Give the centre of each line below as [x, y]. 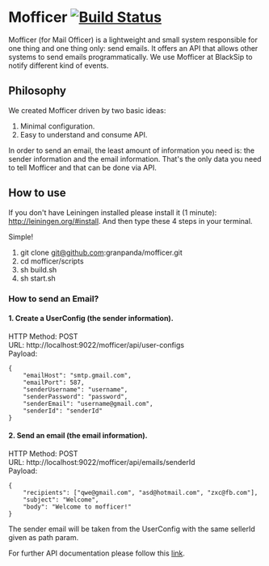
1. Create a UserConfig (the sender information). [91, 319]
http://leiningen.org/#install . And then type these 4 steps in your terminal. [130, 221]
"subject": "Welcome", [61, 500]
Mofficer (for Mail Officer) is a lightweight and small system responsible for [133, 40]
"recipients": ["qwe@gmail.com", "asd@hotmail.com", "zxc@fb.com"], [141, 492]
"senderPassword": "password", [76, 396]
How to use [37, 193]
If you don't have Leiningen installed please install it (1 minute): [113, 212]
